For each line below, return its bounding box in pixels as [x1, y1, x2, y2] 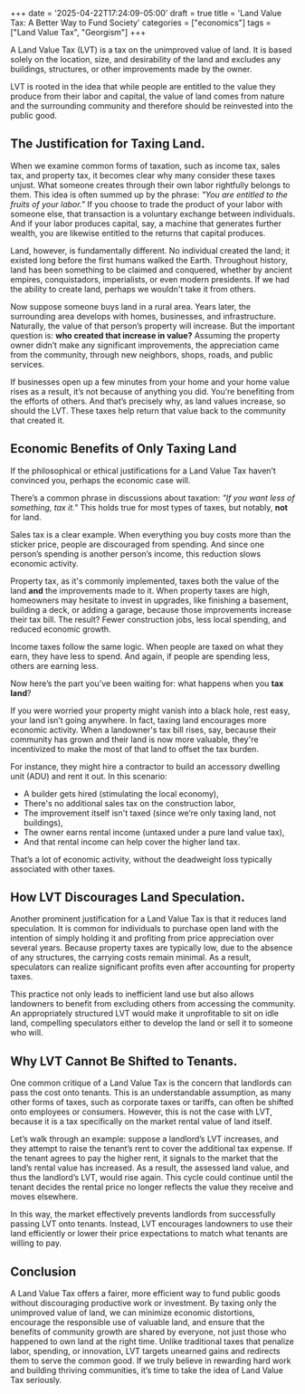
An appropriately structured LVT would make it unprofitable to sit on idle [10, 1008, 280, 1019]
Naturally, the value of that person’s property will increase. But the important [10, 320, 295, 331]
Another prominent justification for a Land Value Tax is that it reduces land [10, 913, 287, 924]
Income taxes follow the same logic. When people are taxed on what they [10, 641, 284, 652]
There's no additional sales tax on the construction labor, [23, 797, 236, 808]
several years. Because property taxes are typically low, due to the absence [10, 942, 293, 953]
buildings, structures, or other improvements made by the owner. [10, 63, 253, 74]
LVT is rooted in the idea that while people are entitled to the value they [10, 81, 276, 91]
